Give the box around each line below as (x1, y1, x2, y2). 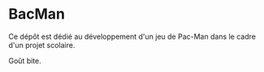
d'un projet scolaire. (8, 40, 76, 49)
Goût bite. (8, 56, 42, 66)
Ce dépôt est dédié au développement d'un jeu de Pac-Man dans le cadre (8, 32, 256, 41)
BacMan (8, 5, 66, 23)
